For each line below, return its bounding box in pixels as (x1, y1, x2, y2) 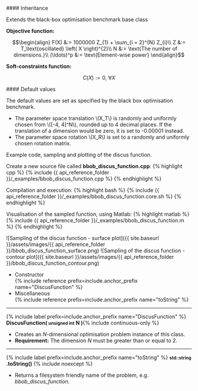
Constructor (14, 271, 44, 278)
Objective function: (6, 28, 55, 34)
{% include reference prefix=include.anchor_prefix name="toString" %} (14, 296, 189, 303)
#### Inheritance (6, 5, 48, 11)
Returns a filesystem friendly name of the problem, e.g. (14, 372, 149, 379)
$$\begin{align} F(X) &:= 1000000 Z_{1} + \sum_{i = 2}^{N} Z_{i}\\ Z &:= (12, 39, 186, 45)
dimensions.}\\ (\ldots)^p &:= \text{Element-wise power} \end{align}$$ (14, 51, 184, 58)
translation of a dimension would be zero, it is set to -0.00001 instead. (14, 127, 184, 134)
